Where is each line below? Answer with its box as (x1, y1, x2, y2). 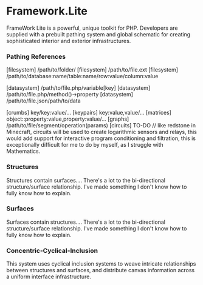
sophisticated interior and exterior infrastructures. (6, 37, 131, 44)
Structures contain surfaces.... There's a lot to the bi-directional (6, 176, 166, 184)
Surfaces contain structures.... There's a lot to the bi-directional (6, 218, 166, 226)
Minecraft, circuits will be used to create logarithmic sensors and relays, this (6, 129, 198, 136)
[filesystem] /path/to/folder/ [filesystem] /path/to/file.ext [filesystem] (6, 66, 178, 73)
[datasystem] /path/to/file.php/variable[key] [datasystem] (6, 84, 151, 92)
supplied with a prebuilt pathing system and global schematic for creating (6, 30, 191, 38)
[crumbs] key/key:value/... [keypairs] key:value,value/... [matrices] (6, 109, 172, 116)
